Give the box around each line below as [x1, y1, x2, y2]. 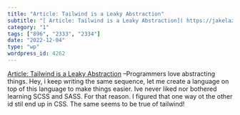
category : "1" [7, 23, 50, 31]
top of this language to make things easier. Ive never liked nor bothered [7, 84, 217, 93]
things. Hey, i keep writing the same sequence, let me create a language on [7, 77, 229, 85]
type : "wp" [7, 43, 40, 50]
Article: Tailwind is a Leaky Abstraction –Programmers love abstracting [7, 69, 216, 78]
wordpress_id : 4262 [7, 50, 66, 57]
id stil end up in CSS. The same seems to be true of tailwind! [7, 99, 185, 108]
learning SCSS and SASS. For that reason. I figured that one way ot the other [7, 92, 233, 100]
